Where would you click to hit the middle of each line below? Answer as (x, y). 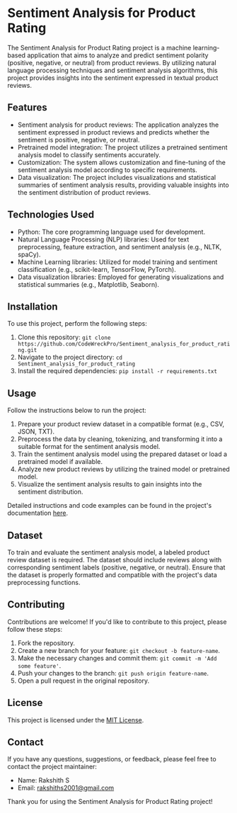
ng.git (27, 351)
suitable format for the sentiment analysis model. (89, 447)
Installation (33, 306)
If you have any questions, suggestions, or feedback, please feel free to (112, 759)
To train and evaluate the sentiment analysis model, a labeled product (109, 552)
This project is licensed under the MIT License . (76, 720)
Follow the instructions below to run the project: (77, 410)
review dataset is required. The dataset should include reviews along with (115, 560)
